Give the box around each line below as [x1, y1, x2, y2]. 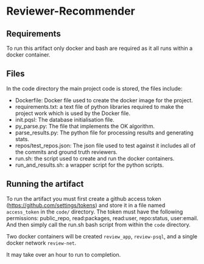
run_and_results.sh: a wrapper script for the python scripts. [15, 161, 164, 168]
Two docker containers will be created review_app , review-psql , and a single [6, 232, 198, 240]
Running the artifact [6, 179, 84, 189]
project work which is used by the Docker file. [15, 109, 131, 117]
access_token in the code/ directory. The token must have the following [6, 208, 183, 215]
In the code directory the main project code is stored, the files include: [6, 85, 183, 92]
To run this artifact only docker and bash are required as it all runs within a [6, 44, 193, 52]
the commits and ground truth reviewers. [15, 148, 118, 156]
